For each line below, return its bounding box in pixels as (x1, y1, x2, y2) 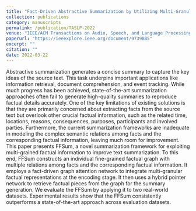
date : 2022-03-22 (6, 52, 48, 58)
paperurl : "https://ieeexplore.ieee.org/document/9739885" (6, 36, 153, 41)
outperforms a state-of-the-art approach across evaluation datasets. (6, 198, 171, 205)
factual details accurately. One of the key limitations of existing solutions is (6, 99, 185, 106)
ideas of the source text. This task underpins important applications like (6, 74, 178, 81)
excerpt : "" (6, 41, 35, 47)
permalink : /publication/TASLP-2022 (6, 25, 95, 31)
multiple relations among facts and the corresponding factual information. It (6, 161, 188, 168)
